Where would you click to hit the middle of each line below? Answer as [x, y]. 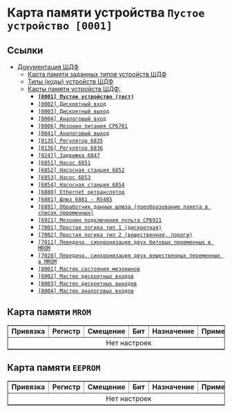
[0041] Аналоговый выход [74, 133]
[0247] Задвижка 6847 [69, 155]
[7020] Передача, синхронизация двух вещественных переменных [129, 256]
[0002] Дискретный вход [72, 104]
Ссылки [25, 50]
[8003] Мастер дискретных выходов [87, 284]
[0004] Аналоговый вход [72, 119]
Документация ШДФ [48, 67]
